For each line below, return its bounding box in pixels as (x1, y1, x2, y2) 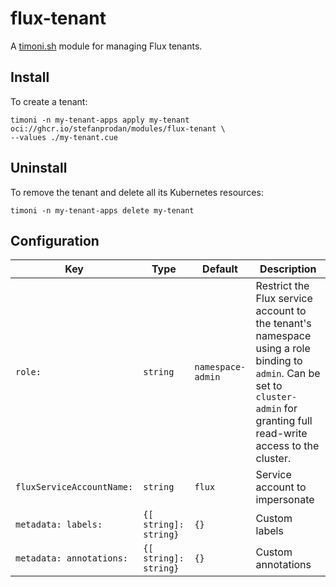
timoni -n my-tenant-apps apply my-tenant (10, 115, 190, 125)
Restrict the (255, 279, 310, 293)
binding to (255, 354, 303, 368)
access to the (255, 439, 320, 453)
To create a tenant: (10, 95, 88, 107)
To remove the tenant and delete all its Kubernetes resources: (10, 186, 264, 198)
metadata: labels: (15, 519, 103, 531)
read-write (255, 427, 308, 441)
